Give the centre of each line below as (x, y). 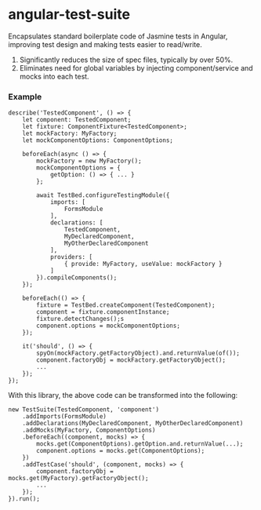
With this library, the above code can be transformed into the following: (123, 395)
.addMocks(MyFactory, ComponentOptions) (89, 430)
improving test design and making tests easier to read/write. (105, 44)
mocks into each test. (54, 76)
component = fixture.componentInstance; (103, 312)
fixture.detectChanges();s (80, 319)
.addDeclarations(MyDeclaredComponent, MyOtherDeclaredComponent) (133, 424)
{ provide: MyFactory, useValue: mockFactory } (143, 264)
